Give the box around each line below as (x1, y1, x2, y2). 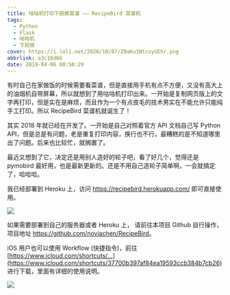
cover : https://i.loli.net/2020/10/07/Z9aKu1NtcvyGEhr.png (7, 49, 179, 56)
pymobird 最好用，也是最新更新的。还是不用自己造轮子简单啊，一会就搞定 (7, 161, 216, 169)
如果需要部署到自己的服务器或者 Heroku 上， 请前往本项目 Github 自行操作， (7, 220, 223, 228)
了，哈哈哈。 (7, 169, 43, 178)
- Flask (13, 29, 36, 36)
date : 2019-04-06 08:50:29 (7, 61, 84, 68)
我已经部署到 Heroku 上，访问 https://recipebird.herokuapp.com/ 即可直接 (7, 185, 216, 193)
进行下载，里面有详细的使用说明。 (7, 267, 103, 275)
